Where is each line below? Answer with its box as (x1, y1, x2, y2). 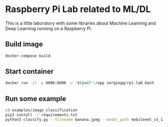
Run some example (5, 94, 66, 103)
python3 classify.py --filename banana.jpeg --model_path (5, 117, 129, 122)
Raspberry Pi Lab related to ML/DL (5, 4, 151, 15)
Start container (5, 67, 54, 76)
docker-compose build (5, 53, 51, 58)
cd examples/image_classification (5, 108, 78, 113)
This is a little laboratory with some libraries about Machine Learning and (5, 20, 156, 26)
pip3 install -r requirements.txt (5, 112, 78, 117)
